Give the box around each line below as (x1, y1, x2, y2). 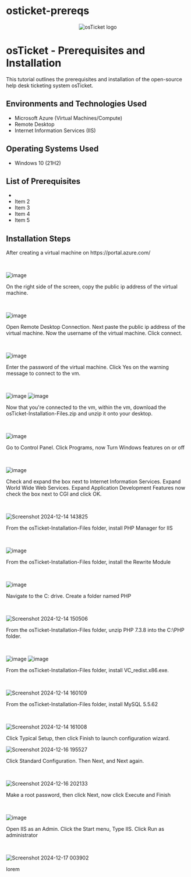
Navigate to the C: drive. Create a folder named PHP (6, 593, 132, 600)
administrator (6, 832, 38, 839)
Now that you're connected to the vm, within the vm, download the (6, 404, 167, 411)
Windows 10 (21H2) (14, 159, 61, 166)
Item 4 (14, 211, 30, 218)
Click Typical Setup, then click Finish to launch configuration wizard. (6, 735, 170, 742)
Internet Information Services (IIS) (14, 127, 96, 134)
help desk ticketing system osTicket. (6, 82, 94, 89)
